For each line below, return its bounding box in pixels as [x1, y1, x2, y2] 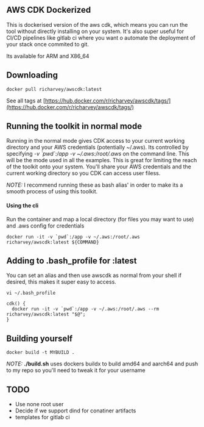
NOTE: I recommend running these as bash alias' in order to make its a [6, 181, 183, 188]
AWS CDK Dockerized [6, 5, 91, 15]
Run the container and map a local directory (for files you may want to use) [6, 215, 194, 223]
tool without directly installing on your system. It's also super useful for [6, 27, 185, 35]
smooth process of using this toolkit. [6, 188, 98, 195]
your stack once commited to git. [6, 40, 90, 48]
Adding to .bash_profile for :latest [6, 256, 137, 266]
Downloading [6, 70, 58, 81]
